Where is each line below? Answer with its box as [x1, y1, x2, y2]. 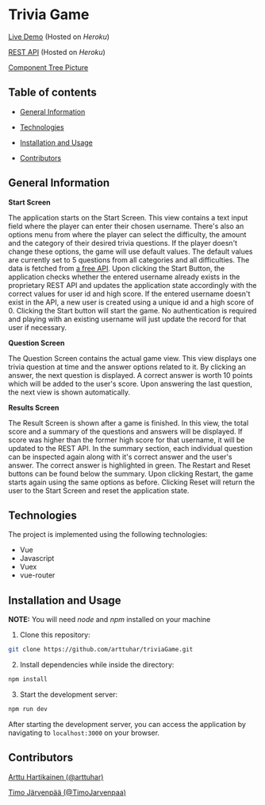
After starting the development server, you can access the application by [8, 719, 246, 729]
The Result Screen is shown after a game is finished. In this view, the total [8, 418, 249, 427]
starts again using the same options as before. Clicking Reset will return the [8, 477, 255, 487]
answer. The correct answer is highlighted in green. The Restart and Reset [8, 460, 252, 470]
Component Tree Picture [8, 62, 89, 72]
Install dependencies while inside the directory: [19, 660, 175, 670]
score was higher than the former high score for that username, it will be [8, 435, 245, 445]
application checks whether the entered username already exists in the [8, 272, 240, 282]
